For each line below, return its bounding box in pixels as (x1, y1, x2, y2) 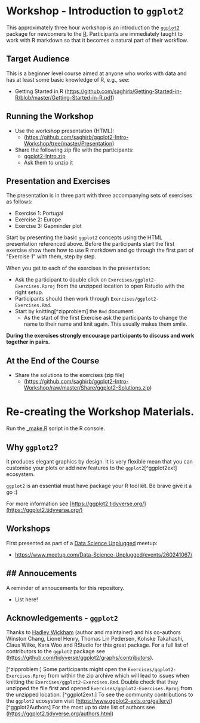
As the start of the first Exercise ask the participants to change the (23, 314, 187, 322)
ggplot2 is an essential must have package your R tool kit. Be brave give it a (6, 482, 192, 489)
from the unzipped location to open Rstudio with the (56, 282, 185, 290)
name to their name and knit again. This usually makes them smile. (23, 320, 187, 327)
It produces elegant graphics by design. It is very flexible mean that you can (6, 458, 193, 465)
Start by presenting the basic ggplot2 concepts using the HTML (6, 234, 163, 241)
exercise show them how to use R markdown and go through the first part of (6, 246, 194, 254)
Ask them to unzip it (23, 159, 73, 166)
